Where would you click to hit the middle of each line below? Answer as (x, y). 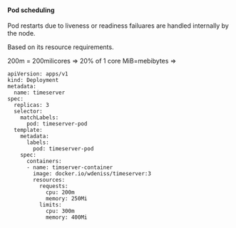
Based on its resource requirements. (61, 47)
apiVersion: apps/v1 (38, 74)
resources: (49, 180)
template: (28, 130)
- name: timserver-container (70, 167)
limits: (50, 205)
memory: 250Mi (66, 199)
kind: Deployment (33, 81)
